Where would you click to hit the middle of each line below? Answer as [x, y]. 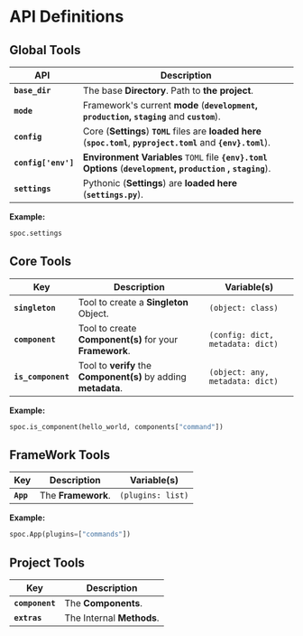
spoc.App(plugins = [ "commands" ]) [70, 535]
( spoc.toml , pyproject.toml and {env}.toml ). [176, 142]
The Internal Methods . [112, 618]
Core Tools [41, 262]
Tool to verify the [115, 365]
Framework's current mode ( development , [170, 105]
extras [28, 618]
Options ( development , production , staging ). [177, 168]
